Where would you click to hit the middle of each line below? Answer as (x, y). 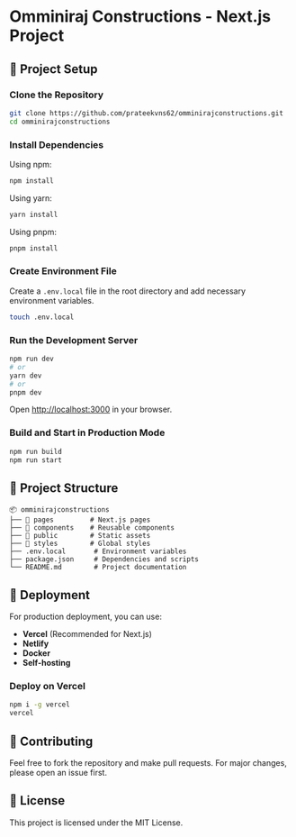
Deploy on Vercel (47, 686)
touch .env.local (42, 317)
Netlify (36, 644)
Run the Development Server (74, 340)
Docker (36, 653)
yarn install (34, 214)
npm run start (36, 460)
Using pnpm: (33, 232)
